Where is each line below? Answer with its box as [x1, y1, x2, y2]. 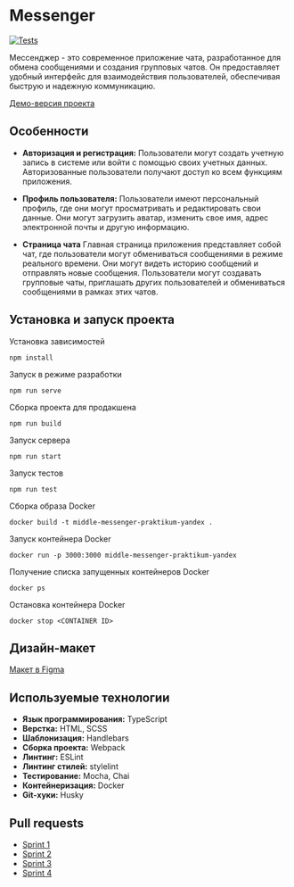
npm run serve [9, 385, 62, 395]
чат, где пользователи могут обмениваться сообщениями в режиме [21, 248, 283, 259]
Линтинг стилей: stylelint [21, 761, 118, 772]
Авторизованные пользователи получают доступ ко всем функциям [21, 166, 282, 177]
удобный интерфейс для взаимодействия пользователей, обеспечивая [9, 70, 281, 81]
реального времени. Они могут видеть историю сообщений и [21, 258, 259, 269]
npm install [9, 353, 53, 362]
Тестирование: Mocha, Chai [21, 771, 130, 782]
